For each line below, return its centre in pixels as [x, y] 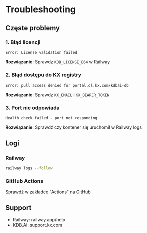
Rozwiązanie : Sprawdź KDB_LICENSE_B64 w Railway [58, 62]
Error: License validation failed [41, 52]
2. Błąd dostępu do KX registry [43, 75]
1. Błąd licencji [23, 42]
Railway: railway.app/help [39, 220]
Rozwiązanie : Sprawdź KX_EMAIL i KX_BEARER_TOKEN [57, 95]
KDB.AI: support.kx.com [37, 225]
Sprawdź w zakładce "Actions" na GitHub [48, 192]
